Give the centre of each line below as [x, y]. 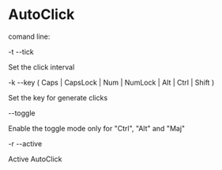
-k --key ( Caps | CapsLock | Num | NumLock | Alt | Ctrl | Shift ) [111, 82]
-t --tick [21, 51]
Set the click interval [41, 67]
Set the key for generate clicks [58, 97]
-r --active [25, 143]
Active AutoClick [35, 159]
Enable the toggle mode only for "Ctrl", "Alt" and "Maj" [97, 128]
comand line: [29, 36]
